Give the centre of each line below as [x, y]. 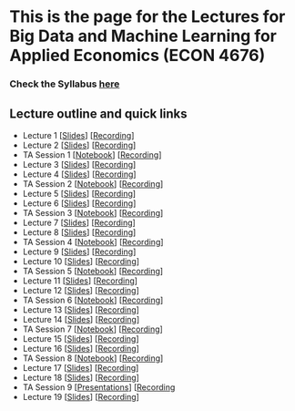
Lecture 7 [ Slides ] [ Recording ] [79, 222]
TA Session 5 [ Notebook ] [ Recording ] [93, 271]
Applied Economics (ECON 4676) [137, 56]
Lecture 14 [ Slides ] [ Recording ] [81, 319]
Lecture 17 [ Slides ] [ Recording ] [81, 367]
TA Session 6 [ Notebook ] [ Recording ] [93, 300]
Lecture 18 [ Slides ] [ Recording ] [81, 377]
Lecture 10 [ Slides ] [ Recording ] [81, 261]
